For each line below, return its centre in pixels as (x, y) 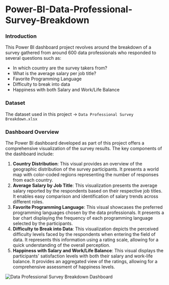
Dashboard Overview (32, 132)
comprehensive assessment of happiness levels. (64, 267)
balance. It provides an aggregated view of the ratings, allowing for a (85, 262)
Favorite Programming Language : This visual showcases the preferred (88, 207)
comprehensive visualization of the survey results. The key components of (84, 149)
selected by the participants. (43, 224)
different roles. (28, 202)
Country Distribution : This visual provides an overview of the (77, 164)
